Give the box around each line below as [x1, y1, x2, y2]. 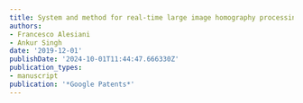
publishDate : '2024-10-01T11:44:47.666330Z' [9, 55, 179, 64]
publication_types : [9, 64, 83, 73]
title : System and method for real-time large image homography [9, 13, 256, 22]
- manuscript [9, 72, 59, 81]
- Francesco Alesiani [9, 30, 91, 39]
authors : [9, 21, 42, 30]
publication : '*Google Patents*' [9, 80, 135, 89]
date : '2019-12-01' [9, 47, 83, 56]
